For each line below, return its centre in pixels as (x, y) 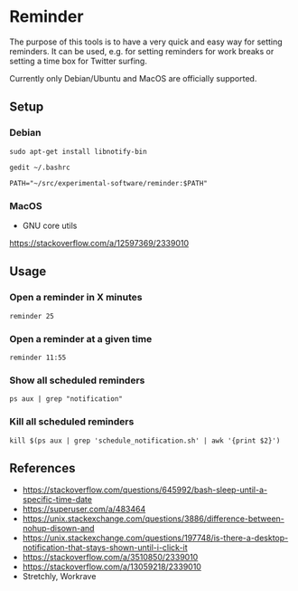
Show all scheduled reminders (77, 380)
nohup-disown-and (58, 529)
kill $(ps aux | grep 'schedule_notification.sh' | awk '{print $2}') (145, 441)
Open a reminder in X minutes (76, 298)
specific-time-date (57, 500)
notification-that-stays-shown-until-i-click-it (105, 548)
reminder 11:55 (38, 357)
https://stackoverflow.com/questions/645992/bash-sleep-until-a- (145, 490)
